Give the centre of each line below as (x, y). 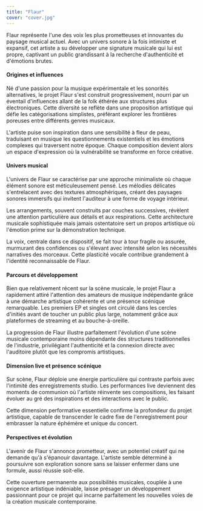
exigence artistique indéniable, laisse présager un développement (88, 488)
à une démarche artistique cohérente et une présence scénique (86, 301)
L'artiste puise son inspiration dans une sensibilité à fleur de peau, (89, 132)
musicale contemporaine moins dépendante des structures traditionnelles (98, 339)
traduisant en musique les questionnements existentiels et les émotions (95, 139)
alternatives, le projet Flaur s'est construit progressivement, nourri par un (98, 94)
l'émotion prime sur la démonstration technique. (66, 229)
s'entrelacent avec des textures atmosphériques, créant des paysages (94, 192)
